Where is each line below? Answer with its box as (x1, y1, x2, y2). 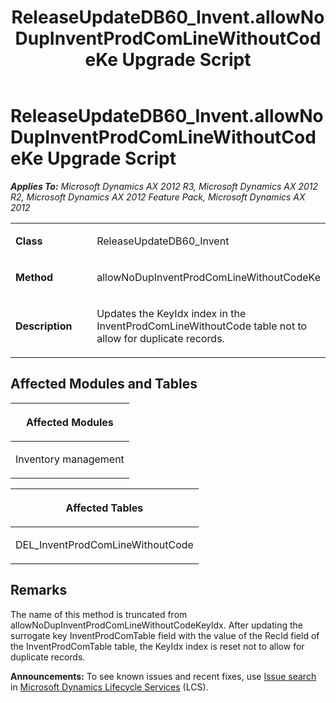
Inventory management (15, 452, 125, 466)
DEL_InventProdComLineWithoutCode (15, 537, 194, 551)
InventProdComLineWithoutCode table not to (96, 319, 308, 333)
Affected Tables (65, 501, 144, 515)
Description (15, 319, 73, 333)
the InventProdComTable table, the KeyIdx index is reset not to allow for (10, 640, 305, 652)
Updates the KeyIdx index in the (96, 306, 247, 320)
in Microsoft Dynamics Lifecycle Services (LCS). (10, 681, 209, 693)
